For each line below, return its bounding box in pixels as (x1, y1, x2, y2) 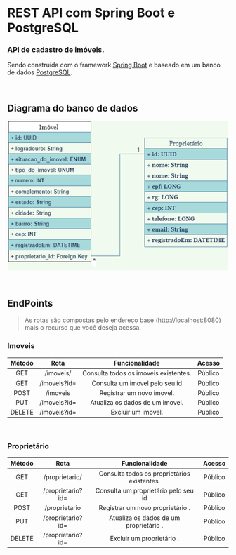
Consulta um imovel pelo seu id (91, 379, 183, 387)
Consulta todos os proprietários (98, 469, 191, 478)
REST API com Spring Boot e (7, 5, 176, 21)
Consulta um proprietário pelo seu (95, 486, 195, 495)
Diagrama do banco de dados (7, 102, 138, 114)
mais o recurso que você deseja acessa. (24, 323, 142, 332)
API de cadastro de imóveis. (7, 45, 105, 55)
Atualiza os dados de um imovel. (90, 399, 184, 407)
